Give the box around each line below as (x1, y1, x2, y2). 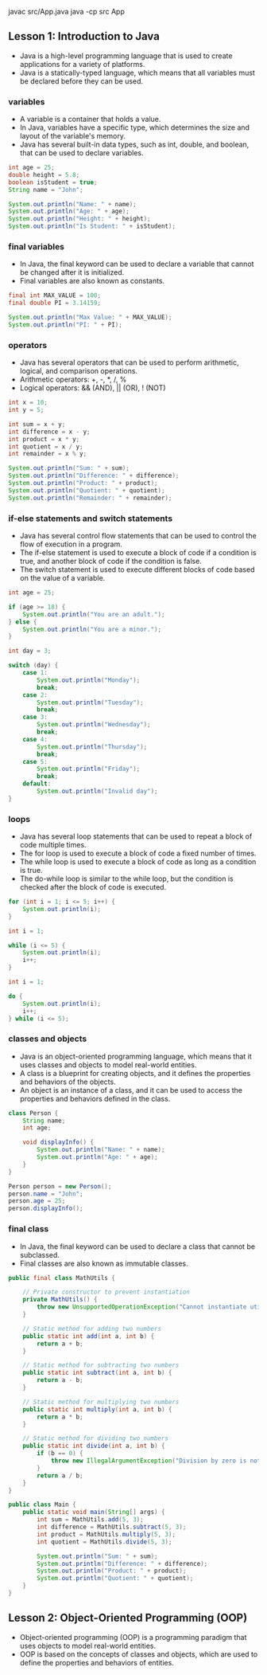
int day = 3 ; (8, 647, 52, 656)
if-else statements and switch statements (8, 513, 173, 524)
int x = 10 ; (8, 398, 48, 407)
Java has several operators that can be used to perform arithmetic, (19, 358, 239, 367)
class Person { (8, 1109, 59, 1117)
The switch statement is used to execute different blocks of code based (19, 565, 255, 574)
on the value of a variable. (19, 573, 106, 582)
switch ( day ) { (8, 661, 59, 670)
